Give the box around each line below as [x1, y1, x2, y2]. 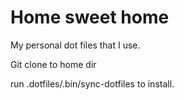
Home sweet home [10, 6, 170, 29]
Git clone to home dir [10, 58, 97, 70]
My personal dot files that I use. [10, 39, 141, 51]
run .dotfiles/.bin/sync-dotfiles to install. [10, 77, 175, 90]
